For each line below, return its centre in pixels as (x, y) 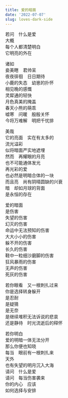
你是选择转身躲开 (23, 292)
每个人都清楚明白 (23, 47)
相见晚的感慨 (18, 89)
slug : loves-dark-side (29, 19)
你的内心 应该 (21, 384)
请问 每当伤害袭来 (25, 378)
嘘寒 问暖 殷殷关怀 (27, 115)
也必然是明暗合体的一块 (29, 176)
